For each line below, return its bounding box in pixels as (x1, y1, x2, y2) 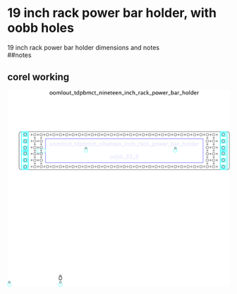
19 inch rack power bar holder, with (7, 5, 217, 21)
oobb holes (7, 20, 74, 36)
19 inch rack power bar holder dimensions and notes (7, 43, 160, 51)
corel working (7, 71, 69, 83)
